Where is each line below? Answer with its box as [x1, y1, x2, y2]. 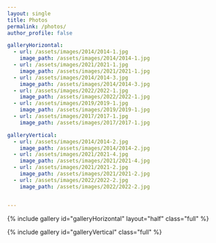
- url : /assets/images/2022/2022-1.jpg [13, 87, 129, 94]
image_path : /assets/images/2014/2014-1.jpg [19, 55, 150, 62]
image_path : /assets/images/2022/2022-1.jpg [19, 93, 150, 100]
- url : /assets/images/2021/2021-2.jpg [13, 164, 129, 171]
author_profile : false [7, 29, 73, 37]
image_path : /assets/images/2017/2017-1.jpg [19, 119, 150, 126]
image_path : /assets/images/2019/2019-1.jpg [19, 107, 150, 114]
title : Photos [7, 17, 48, 24]
